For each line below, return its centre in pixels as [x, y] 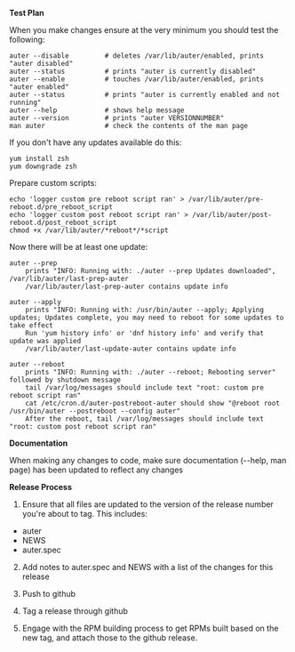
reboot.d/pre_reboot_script [61, 207]
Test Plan [27, 13]
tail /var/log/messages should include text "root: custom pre [145, 388]
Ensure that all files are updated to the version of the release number [147, 504]
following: [27, 40]
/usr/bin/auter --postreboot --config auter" [95, 411]
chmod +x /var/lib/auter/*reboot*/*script [89, 230]
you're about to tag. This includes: [85, 514]
